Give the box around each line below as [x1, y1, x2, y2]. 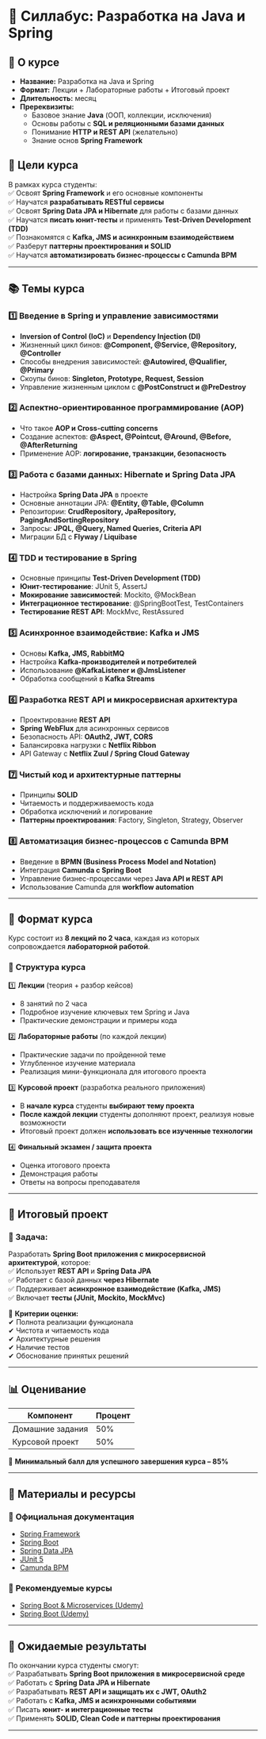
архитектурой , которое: [8, 1258, 91, 1268]
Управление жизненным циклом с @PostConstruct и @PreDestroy [19, 382, 247, 391]
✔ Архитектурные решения [8, 1334, 101, 1344]
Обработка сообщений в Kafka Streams [19, 674, 155, 683]
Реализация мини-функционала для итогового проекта [19, 1067, 207, 1076]
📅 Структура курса [8, 962, 86, 973]
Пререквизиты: [19, 102, 74, 111]
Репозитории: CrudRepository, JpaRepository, [19, 507, 177, 517]
